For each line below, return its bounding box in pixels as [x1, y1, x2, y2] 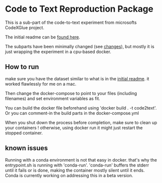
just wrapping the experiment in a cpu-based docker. [5, 49, 111, 55]
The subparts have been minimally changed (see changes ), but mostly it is [5, 43, 155, 49]
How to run [5, 63, 39, 71]
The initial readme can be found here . [5, 34, 80, 40]
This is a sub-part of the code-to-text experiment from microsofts [5, 19, 137, 25]
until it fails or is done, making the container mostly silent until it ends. [5, 167, 145, 173]
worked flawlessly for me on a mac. [5, 81, 76, 87]
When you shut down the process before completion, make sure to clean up [5, 119, 157, 125]
